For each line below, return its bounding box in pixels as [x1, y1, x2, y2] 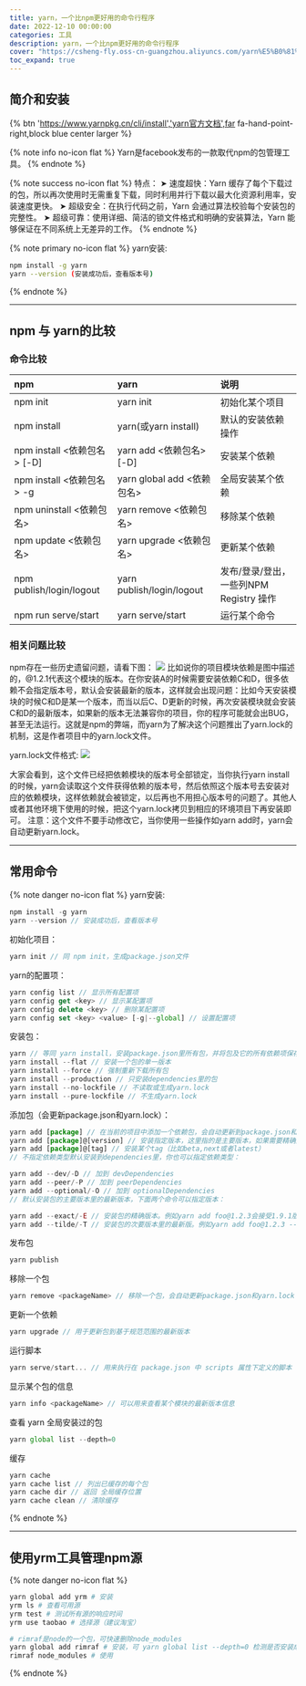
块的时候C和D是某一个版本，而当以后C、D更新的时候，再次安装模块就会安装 [9, 695, 296, 707]
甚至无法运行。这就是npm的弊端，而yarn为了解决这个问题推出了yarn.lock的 [9, 718, 293, 730]
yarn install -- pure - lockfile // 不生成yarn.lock [9, 1091, 198, 1100]
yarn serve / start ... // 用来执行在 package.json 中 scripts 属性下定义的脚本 [9, 1363, 292, 1373]
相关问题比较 [9, 640, 66, 652]
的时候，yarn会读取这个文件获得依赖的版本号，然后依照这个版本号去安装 [9, 780, 282, 791]
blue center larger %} [51, 128, 132, 139]
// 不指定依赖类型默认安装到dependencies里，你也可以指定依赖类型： [9, 1153, 240, 1162]
